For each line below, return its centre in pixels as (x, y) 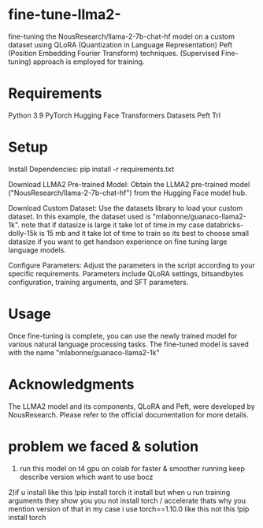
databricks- (225, 225)
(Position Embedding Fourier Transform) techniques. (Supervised (114, 53)
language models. (37, 249)
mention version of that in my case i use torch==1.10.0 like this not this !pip (129, 509)
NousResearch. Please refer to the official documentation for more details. (129, 414)
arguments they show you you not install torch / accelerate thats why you (127, 500)
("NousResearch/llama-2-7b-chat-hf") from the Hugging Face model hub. (128, 193)
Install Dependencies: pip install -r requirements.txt (91, 169)
